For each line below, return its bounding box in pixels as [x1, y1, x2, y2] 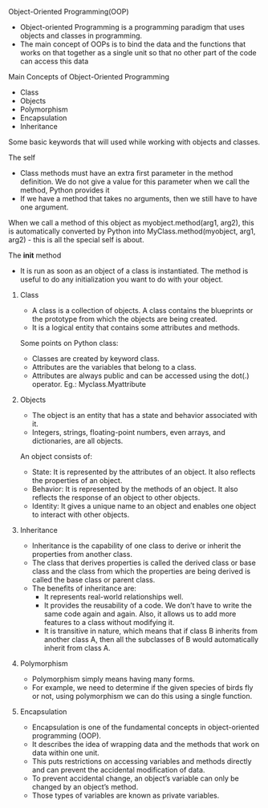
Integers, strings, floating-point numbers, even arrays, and [31, 428, 226, 436]
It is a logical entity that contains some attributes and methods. [31, 323, 241, 332]
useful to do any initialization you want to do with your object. [19, 274, 223, 284]
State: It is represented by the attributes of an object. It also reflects [31, 467, 256, 477]
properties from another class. [31, 550, 132, 558]
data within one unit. [31, 748, 100, 757]
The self [8, 152, 36, 162]
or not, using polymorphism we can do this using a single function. [31, 692, 253, 700]
